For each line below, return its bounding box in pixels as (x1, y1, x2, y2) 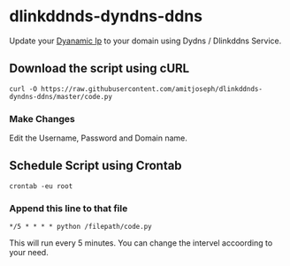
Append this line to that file (9, 201, 128, 214)
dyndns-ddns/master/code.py (9, 92, 113, 101)
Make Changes (9, 112, 75, 125)
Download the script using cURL (9, 61, 190, 76)
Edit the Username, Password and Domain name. (9, 133, 188, 143)
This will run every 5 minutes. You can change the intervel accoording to (9, 238, 273, 248)
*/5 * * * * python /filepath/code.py (9, 223, 152, 232)
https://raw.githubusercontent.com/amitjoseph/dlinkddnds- (41, 84, 263, 94)
